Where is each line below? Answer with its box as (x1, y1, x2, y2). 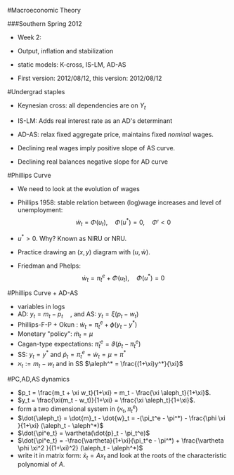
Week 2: (17, 33, 42, 41)
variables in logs (17, 302, 65, 311)
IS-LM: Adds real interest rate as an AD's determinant (17, 116, 173, 125)
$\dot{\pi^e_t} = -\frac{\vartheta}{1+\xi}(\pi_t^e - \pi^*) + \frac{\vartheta (17, 436, 224, 445)
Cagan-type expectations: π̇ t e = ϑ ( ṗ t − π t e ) (17, 339, 141, 350)
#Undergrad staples (7, 88, 65, 96)
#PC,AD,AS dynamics (7, 375, 70, 384)
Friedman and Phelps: (17, 261, 81, 270)
